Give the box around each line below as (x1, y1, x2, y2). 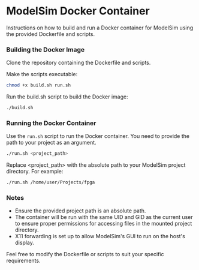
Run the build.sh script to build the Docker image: (6, 93, 128, 100)
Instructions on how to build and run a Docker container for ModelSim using (6, 24, 194, 31)
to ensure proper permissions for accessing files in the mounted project (14, 220, 192, 227)
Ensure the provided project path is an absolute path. (14, 207, 146, 214)
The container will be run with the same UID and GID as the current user (14, 214, 193, 221)
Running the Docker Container (6, 119, 97, 127)
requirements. (6, 257, 41, 265)
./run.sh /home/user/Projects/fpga (6, 179, 95, 185)
